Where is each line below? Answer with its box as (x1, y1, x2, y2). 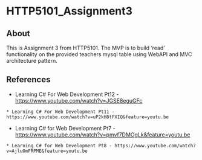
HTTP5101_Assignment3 (6, 4, 133, 18)
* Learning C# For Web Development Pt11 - (6, 109, 115, 115)
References (6, 74, 51, 85)
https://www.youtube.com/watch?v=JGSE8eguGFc (15, 97, 143, 104)
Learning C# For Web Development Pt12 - (15, 91, 119, 98)
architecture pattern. (6, 57, 57, 64)
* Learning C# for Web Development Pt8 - (6, 142, 112, 149)
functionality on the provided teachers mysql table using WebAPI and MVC (6, 51, 192, 58)
